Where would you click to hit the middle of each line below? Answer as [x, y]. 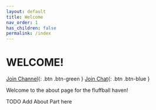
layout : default [26, 11]
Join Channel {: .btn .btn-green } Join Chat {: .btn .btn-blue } [78, 79]
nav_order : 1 [22, 22]
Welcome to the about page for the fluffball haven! [67, 90]
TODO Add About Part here [39, 102]
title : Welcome [25, 17]
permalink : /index [29, 34]
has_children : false [31, 28]
